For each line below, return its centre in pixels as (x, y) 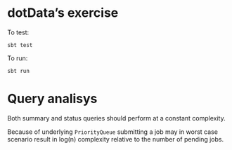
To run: (18, 58)
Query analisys (52, 99)
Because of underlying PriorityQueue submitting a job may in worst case (112, 132)
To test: (18, 32)
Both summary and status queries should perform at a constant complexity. (117, 118)
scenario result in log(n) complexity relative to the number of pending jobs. (116, 139)
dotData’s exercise (63, 13)
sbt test (20, 45)
